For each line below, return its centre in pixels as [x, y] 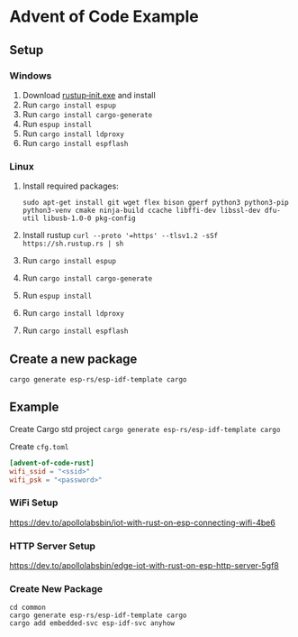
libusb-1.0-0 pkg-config [90, 218]
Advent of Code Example [104, 17]
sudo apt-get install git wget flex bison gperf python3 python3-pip [156, 203]
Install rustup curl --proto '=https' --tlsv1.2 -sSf [120, 235]
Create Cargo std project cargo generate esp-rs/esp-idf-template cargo [145, 429]
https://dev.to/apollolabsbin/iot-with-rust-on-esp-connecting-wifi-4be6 [143, 522]
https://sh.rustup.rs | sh [73, 244]
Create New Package [56, 588]
